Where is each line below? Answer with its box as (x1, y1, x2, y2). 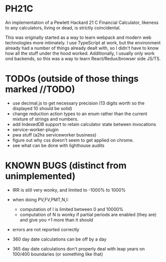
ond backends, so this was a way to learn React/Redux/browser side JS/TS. (5, 55, 161, 61)
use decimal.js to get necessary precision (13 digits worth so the (12, 100, 145, 106)
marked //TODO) (5, 84, 75, 95)
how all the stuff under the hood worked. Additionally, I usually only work (5, 50, 155, 56)
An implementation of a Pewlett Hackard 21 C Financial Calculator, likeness (5, 19, 159, 25)
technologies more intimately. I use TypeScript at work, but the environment (5, 39, 161, 45)
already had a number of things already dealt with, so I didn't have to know (5, 45, 159, 51)
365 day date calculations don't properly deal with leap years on (12, 246, 145, 252)
